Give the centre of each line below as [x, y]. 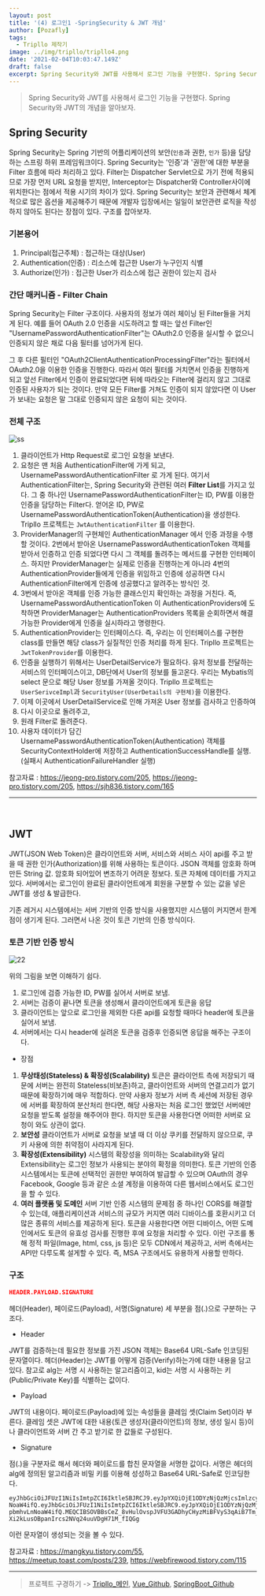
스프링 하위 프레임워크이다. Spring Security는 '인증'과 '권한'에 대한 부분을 [136, 162]
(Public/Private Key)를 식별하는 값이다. [70, 1379]
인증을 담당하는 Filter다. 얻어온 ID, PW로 [82, 504]
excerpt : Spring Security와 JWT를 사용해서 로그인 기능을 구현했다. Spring [123, 74]
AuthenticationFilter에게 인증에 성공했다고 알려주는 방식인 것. [115, 583]
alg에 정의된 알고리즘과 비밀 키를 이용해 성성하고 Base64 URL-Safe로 [116, 1473]
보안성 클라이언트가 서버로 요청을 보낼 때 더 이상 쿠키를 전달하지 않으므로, [132, 1135]
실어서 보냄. [39, 1022]
